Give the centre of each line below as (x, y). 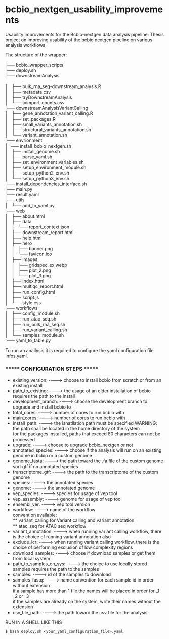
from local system (31, 559)
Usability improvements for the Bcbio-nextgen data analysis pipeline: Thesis (85, 34)
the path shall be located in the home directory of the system (76, 429)
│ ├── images (22, 259)
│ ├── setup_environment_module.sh (46, 167)
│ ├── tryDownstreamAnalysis (39, 97)
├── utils (15, 200)
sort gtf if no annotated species (45, 467)
